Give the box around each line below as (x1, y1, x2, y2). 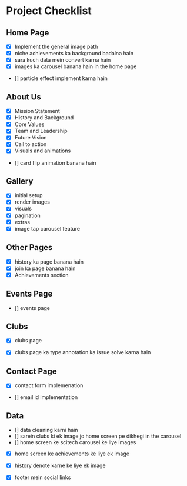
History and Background (14, 114, 74, 121)
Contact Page (6, 366, 57, 376)
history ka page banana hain (14, 258, 84, 265)
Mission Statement (14, 108, 60, 115)
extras (14, 218, 31, 225)
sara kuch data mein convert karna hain (14, 56, 111, 64)
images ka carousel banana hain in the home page (14, 63, 137, 70)
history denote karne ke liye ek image (14, 462, 106, 469)
